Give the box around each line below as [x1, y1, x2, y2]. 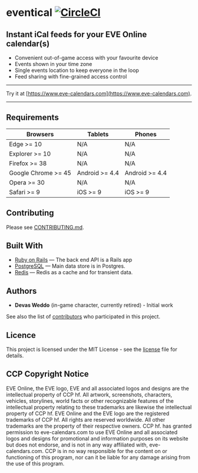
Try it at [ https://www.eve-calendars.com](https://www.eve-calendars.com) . [6, 90, 192, 97]
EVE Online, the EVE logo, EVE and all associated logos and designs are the [6, 385, 190, 392]
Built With [6, 241, 43, 251]
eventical [6, 6, 53, 19]
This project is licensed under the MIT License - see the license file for [6, 346, 178, 353]
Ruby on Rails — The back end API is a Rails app [14, 257, 133, 264]
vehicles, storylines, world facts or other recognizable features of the [6, 397, 174, 404]
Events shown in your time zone [14, 61, 93, 67]
